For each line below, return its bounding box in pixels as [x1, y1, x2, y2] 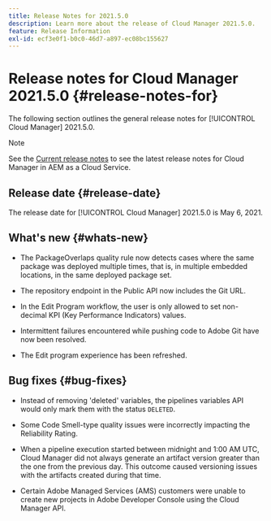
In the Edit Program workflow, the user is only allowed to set [19, 302, 222, 311]
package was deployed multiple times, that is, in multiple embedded [19, 261, 248, 271]
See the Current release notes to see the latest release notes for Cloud [8, 154, 245, 163]
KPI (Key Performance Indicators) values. [48, 310, 187, 319]
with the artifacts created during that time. [19, 470, 161, 480]
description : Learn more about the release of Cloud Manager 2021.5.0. [8, 20, 256, 28]
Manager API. [19, 503, 67, 513]
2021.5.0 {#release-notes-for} [8, 87, 219, 106]
